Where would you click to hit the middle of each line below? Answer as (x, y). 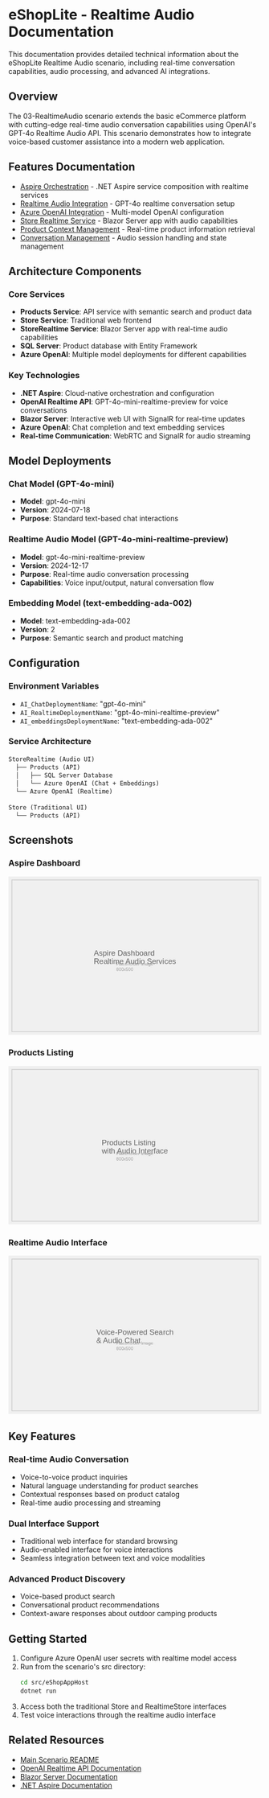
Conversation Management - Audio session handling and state (123, 237)
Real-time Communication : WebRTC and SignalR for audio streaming (135, 435)
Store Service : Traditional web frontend (86, 320)
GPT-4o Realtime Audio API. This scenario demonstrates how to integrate (130, 133)
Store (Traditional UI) (48, 807)
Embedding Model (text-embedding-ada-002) (100, 603)
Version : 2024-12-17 (54, 566)
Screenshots (41, 840)
